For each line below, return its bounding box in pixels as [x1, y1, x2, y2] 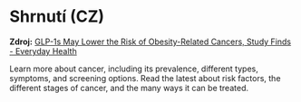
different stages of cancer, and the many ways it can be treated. [9, 82, 249, 93]
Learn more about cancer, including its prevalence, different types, [9, 63, 258, 74]
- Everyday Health [9, 45, 77, 56]
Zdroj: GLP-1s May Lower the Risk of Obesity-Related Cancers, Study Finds [9, 36, 292, 47]
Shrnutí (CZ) [9, 6, 105, 27]
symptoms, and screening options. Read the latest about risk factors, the [9, 72, 281, 83]
